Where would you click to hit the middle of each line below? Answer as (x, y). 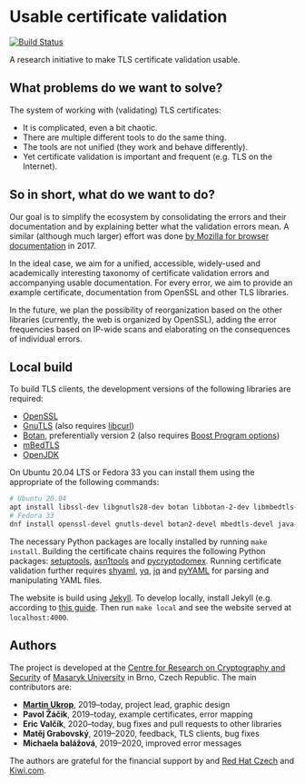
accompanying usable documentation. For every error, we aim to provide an (151, 283)
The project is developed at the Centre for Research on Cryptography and (148, 667)
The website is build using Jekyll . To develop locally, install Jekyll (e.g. (141, 598)
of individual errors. (46, 339)
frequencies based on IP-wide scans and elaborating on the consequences (150, 329)
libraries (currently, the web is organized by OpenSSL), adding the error (143, 319)
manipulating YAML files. (56, 580)
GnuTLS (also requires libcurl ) (78, 426)
